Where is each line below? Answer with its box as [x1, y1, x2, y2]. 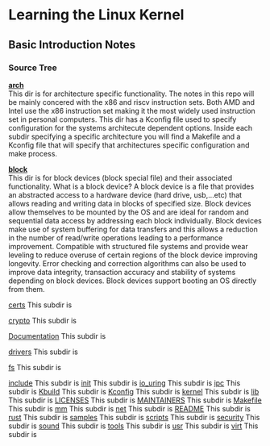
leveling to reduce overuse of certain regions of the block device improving [8, 250, 258, 260]
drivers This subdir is [8, 347, 78, 356]
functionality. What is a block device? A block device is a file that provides [8, 181, 255, 191]
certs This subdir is [8, 300, 73, 310]
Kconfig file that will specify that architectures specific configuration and [8, 140, 250, 150]
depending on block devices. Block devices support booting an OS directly [8, 276, 257, 286]
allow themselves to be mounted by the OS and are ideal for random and [8, 207, 249, 217]
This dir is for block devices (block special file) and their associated [8, 173, 233, 182]
